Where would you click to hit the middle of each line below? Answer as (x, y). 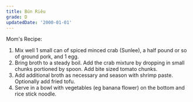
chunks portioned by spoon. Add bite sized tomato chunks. (86, 69)
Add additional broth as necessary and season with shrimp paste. (94, 75)
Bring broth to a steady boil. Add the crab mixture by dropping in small (99, 63)
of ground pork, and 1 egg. (47, 57)
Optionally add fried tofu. (45, 81)
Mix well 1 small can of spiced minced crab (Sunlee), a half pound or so (101, 50)
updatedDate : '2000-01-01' (39, 22)
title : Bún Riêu (26, 11)
